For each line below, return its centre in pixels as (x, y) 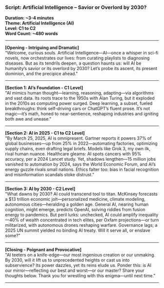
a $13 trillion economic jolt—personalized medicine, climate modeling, (75, 199)
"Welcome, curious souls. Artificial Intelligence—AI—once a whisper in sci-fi (82, 53)
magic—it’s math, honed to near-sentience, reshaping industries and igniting (82, 114)
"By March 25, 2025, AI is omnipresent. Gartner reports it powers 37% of (78, 138)
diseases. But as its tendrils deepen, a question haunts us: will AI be (73, 63)
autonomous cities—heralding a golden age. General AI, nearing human (77, 204)
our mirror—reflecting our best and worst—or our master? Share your (75, 270)
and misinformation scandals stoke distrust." (50, 175)
